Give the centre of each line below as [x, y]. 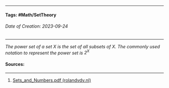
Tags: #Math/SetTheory [31, 15]
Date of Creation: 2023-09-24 [37, 26]
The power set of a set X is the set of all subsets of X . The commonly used [82, 46]
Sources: [15, 64]
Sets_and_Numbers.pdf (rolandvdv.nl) [52, 80]
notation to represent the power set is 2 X [47, 52]
